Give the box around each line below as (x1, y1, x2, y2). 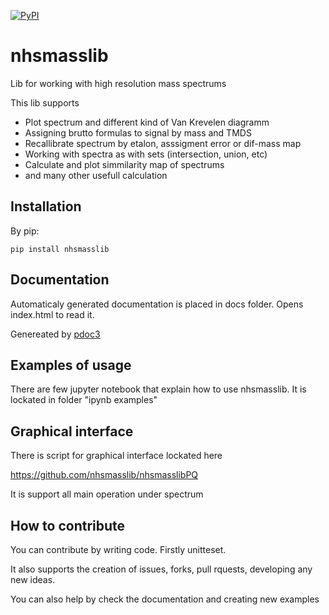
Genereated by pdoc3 (10, 328, 101, 340)
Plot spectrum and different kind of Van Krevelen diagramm (24, 116, 270, 128)
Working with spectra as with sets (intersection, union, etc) (24, 148, 268, 160)
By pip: (10, 225, 40, 237)
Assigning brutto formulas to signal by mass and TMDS (24, 126, 252, 139)
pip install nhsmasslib (10, 244, 110, 254)
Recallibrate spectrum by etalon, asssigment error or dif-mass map (24, 137, 302, 149)
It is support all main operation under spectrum (10, 488, 204, 500)
